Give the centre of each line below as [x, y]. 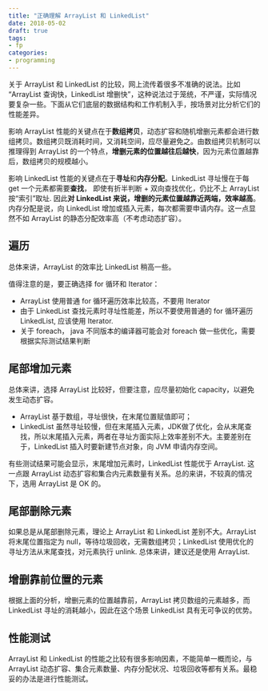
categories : [28, 53]
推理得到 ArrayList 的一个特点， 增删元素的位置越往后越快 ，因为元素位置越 [130, 151]
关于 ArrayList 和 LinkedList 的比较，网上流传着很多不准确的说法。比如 [124, 84]
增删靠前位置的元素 [56, 579]
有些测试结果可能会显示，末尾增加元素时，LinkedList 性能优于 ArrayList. [127, 463]
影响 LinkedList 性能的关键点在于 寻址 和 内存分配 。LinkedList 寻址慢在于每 [129, 178]
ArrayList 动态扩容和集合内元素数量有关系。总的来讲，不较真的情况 [142, 473]
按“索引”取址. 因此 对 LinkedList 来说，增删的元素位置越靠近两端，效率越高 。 [134, 198]
